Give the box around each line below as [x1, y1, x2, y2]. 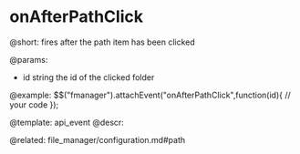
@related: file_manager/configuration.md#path [9, 134, 185, 145]
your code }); [9, 98, 59, 110]
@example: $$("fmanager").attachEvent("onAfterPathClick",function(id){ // [9, 89, 292, 100]
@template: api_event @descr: [9, 117, 125, 128]
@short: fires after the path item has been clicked [9, 36, 196, 47]
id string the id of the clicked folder [22, 71, 155, 83]
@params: [9, 54, 48, 65]
